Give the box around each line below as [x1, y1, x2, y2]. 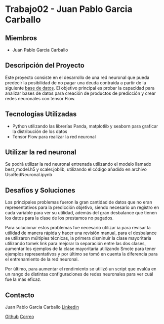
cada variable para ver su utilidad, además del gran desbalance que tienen [5, 210, 157, 216]
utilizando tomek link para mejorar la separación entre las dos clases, [5, 241, 146, 247]
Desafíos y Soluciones [5, 186, 76, 194]
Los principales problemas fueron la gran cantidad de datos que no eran [5, 199, 152, 205]
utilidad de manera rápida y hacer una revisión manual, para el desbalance [5, 230, 157, 236]
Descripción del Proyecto [5, 61, 85, 70]
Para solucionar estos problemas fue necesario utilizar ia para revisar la [5, 225, 151, 231]
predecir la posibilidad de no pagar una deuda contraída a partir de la [5, 79, 147, 85]
